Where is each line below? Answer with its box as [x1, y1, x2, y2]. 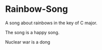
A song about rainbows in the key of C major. [5, 20, 98, 26]
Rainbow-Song [5, 3, 68, 15]
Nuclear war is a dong [5, 39, 51, 45]
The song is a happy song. [5, 29, 60, 35]
